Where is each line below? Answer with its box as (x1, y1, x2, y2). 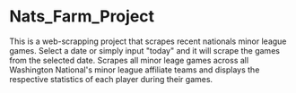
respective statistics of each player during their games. (9, 73, 213, 84)
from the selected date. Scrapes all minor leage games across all (9, 55, 249, 65)
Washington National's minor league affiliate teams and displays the (9, 64, 260, 75)
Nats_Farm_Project (9, 6, 155, 27)
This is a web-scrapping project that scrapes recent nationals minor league (9, 36, 287, 46)
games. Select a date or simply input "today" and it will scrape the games (9, 45, 281, 55)
